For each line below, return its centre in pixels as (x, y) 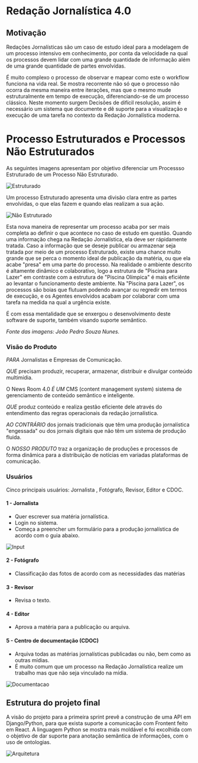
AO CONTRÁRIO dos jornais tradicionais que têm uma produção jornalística (98, 424)
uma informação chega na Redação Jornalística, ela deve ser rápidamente (97, 239)
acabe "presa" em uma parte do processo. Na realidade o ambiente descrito (99, 264)
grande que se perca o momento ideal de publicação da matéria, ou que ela (98, 258)
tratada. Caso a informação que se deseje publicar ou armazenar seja (91, 245)
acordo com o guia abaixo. (47, 535)
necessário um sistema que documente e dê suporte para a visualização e (97, 109)
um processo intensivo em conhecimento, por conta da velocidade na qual (97, 53)
